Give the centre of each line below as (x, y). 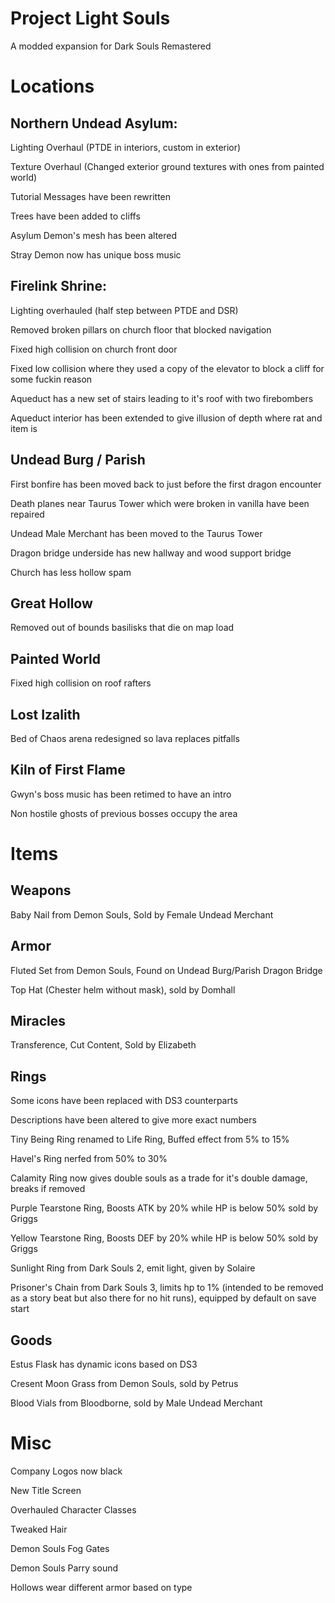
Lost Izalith (45, 714)
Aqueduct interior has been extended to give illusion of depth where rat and (166, 418)
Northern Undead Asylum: (94, 123)
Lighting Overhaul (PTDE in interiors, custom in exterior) (126, 147)
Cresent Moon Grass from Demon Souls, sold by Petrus (124, 1384)
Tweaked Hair (39, 1529)
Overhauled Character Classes (73, 1510)
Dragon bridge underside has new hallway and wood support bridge (151, 553)
